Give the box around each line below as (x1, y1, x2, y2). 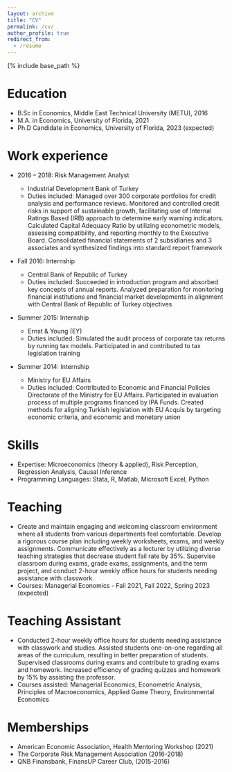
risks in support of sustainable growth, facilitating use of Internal (27, 206, 212, 215)
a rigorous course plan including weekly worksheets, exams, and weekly (17, 536, 225, 545)
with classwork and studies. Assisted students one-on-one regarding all (17, 643, 223, 652)
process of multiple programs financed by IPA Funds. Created (27, 397, 204, 406)
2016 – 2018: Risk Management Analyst (17, 171, 130, 179)
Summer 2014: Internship (17, 362, 90, 370)
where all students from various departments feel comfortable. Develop (17, 529, 222, 538)
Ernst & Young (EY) (27, 327, 82, 335)
